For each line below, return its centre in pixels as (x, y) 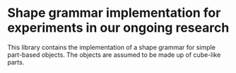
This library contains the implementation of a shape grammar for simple (111, 47)
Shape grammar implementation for (114, 13)
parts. (16, 62)
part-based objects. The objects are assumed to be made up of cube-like (114, 55)
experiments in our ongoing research (118, 28)
